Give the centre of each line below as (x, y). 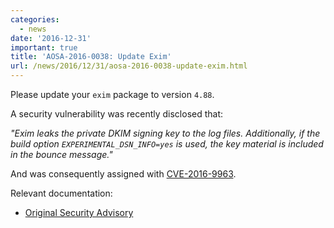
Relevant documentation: (61, 193)
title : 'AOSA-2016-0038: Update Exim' (91, 57)
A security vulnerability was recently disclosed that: (117, 114)
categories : (35, 19)
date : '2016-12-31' (51, 38)
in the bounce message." (61, 154)
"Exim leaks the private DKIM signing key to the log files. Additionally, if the (165, 133)
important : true (44, 47)
